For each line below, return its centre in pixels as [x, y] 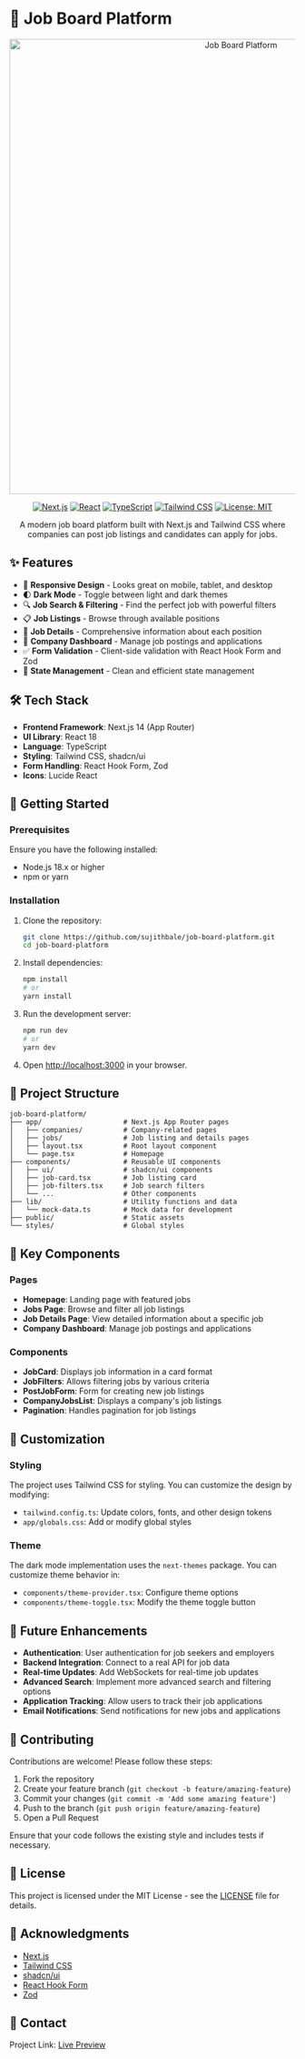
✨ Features [41, 563]
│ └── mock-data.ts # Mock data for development [121, 1210]
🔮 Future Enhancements [79, 1631]
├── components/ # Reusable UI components [115, 1162]
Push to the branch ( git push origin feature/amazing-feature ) [141, 1808]
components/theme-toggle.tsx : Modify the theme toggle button [139, 1602]
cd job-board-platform [65, 946]
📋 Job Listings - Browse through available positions [121, 618]
